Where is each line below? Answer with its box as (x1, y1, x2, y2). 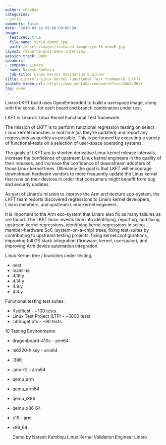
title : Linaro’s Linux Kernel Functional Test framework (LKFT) (5, 77, 141, 82)
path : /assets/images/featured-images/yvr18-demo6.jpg (9, 44, 125, 49)
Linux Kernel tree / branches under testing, (5, 252, 93, 259)
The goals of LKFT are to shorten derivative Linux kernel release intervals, (5, 150, 156, 156)
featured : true (9, 35, 41, 40)
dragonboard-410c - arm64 (12, 338, 69, 344)
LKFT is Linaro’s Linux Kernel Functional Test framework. (5, 114, 121, 120)
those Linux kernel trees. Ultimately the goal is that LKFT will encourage (5, 165, 152, 172)
